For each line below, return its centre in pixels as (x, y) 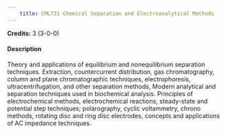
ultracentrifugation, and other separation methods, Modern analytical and (111, 86)
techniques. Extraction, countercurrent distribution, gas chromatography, (111, 71)
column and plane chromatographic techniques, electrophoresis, (99, 79)
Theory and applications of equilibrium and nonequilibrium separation (106, 64)
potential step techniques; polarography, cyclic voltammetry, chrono (104, 108)
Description (24, 49)
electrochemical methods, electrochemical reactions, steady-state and (108, 101)
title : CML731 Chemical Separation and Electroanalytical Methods (117, 13)
